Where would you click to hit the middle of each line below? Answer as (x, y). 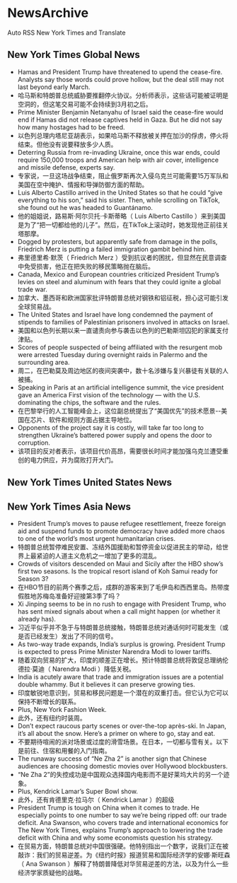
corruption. (34, 443)
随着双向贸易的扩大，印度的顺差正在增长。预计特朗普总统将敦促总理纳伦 (123, 660)
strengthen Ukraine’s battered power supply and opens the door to (115, 435)
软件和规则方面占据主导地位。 (92, 419)
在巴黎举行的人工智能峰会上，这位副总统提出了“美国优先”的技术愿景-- (119, 411)
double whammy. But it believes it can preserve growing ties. (106, 684)
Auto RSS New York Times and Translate (67, 33)
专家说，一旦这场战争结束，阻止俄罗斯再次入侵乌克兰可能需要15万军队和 (123, 175)
